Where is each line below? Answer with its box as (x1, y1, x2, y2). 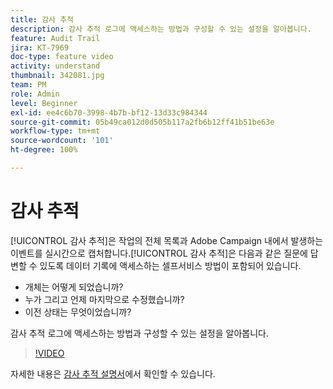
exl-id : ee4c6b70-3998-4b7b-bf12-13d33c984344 (10, 107, 208, 118)
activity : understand (10, 61, 101, 71)
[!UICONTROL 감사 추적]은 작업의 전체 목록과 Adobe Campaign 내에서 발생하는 (10, 234, 324, 246)
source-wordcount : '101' (10, 136, 114, 146)
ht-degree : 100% (10, 145, 78, 155)
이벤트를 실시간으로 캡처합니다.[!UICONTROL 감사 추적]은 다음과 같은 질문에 (10, 247, 308, 259)
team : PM (10, 80, 47, 90)
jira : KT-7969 (10, 42, 70, 53)
